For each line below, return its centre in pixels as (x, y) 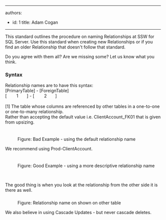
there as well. (19, 190)
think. (11, 62)
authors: (14, 13)
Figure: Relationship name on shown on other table (69, 203)
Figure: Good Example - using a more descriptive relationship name (86, 166)
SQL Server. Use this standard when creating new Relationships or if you (79, 42)
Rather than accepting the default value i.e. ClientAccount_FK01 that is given (83, 117)
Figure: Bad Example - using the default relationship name (77, 139)
